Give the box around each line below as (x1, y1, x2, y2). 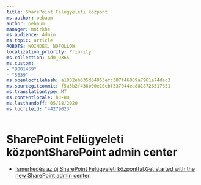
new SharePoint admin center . (15, 172, 91, 179)
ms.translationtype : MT (6, 89, 67, 95)
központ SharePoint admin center (6, 145, 177, 159)
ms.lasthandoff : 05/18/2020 (6, 100, 78, 106)
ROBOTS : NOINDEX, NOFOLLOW (6, 43, 75, 50)
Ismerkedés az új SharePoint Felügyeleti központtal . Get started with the (15, 165, 196, 173)
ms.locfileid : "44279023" (6, 105, 72, 112)
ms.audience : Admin (6, 32, 56, 38)
